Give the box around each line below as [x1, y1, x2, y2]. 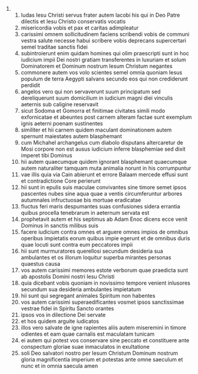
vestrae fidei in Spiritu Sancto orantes [20, 305, 115, 312]
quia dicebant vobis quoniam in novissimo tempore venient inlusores [20, 279, 191, 286]
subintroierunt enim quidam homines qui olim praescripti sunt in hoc [20, 50, 190, 56]
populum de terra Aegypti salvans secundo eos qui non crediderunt [20, 75, 188, 82]
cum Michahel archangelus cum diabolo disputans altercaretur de [20, 139, 184, 146]
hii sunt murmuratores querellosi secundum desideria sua [20, 247, 163, 255]
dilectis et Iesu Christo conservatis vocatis [20, 18, 126, 25]
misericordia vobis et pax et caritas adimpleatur [20, 24, 139, 31]
